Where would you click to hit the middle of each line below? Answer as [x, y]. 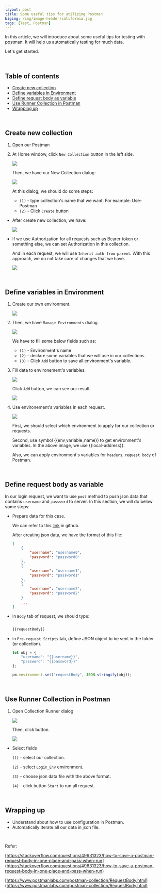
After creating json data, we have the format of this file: [67, 535]
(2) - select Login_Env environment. [48, 767]
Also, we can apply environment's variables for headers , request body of [84, 455]
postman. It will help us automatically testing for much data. [64, 42]
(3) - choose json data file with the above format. [61, 776]
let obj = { [24, 653]
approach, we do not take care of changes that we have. [68, 258]
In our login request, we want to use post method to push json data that [76, 496]
